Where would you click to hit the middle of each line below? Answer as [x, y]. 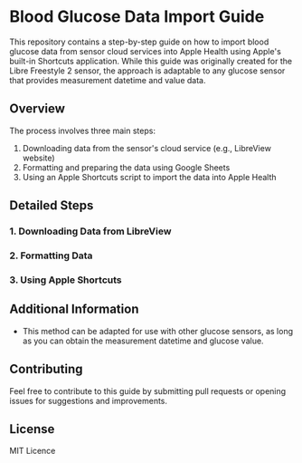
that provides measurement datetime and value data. [108, 80]
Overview [38, 109]
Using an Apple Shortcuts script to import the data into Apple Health [150, 177]
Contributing [46, 369]
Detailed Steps [52, 206]
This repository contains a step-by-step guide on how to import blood [139, 42]
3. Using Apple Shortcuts [66, 280]
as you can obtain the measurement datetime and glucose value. [143, 341]
